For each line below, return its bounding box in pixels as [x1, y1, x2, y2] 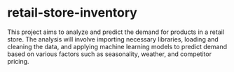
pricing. [7, 57, 29, 65]
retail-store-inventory [7, 5, 138, 21]
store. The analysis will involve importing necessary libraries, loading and [7, 35, 219, 43]
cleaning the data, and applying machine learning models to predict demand [7, 42, 228, 51]
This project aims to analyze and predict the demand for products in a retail [7, 28, 225, 36]
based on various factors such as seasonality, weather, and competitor [7, 50, 212, 58]
